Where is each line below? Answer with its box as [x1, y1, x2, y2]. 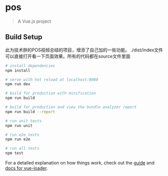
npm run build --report [5, 109, 56, 114]
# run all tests [5, 146, 39, 151]
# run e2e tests [5, 132, 39, 137]
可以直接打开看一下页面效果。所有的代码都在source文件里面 [5, 53, 131, 59]
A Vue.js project [17, 18, 52, 24]
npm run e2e [5, 137, 30, 142]
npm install [5, 68, 30, 73]
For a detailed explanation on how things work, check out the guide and [5, 160, 155, 165]
